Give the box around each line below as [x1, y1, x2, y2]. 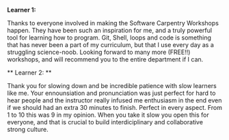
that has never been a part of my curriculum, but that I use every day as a [7, 41, 214, 48]
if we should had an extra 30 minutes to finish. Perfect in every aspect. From [7, 104, 222, 111]
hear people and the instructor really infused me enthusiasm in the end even [7, 96, 222, 104]
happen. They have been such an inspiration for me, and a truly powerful [7, 27, 213, 34]
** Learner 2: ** [7, 68, 52, 76]
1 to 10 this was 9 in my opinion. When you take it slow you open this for [7, 111, 210, 119]
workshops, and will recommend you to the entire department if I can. [7, 55, 204, 64]
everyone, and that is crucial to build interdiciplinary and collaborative [7, 118, 204, 126]
